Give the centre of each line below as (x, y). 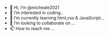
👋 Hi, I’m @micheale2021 (34, 8)
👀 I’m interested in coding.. (36, 13)
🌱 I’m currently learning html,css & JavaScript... (57, 18)
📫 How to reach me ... (32, 28)
